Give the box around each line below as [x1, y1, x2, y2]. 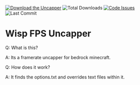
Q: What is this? [5, 45, 38, 51]
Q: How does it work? [5, 64, 50, 70]
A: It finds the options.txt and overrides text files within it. [5, 74, 125, 80]
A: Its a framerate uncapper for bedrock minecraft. [5, 54, 111, 60]
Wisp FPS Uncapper [5, 28, 91, 39]
